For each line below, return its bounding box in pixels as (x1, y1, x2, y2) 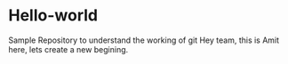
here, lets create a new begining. (8, 44, 129, 54)
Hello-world (8, 5, 99, 26)
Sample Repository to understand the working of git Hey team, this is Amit (8, 35, 280, 45)
